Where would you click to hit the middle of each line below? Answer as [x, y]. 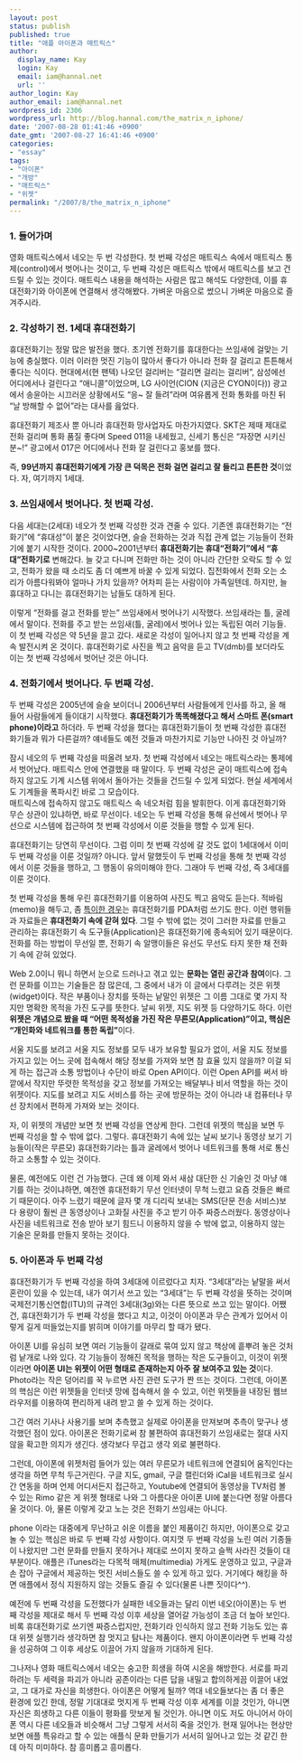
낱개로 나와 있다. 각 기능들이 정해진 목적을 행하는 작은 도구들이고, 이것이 [145, 1358]
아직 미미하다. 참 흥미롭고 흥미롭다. [80, 1747]
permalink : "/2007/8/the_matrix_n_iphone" [90, 203]
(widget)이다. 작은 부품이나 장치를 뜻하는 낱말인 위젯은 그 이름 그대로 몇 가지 [143, 996]
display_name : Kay [52, 60]
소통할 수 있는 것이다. [63, 1159]
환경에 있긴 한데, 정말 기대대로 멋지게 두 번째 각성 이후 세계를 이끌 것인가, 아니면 [150, 1702]
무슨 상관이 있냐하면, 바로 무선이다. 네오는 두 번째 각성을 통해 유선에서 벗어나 [144, 815]
